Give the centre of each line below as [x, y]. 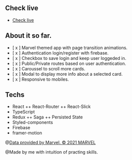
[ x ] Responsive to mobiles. [41, 79]
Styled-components [33, 122]
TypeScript [23, 112]
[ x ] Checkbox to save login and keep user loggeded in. [69, 58]
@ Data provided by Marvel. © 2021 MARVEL [50, 143]
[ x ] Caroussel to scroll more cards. [49, 68]
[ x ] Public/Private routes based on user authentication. [69, 63]
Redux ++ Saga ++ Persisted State [47, 117]
